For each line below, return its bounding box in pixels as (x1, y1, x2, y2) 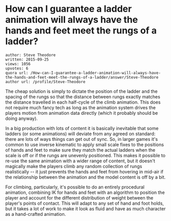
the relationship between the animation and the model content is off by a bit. (5, 174, 166, 180)
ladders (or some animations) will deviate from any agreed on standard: (5, 131, 156, 137)
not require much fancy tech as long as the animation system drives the (5, 104, 156, 110)
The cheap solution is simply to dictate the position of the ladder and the (5, 88, 158, 94)
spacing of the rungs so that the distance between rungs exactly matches (5, 93, 161, 100)
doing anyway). (5, 115, 38, 121)
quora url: (5, 70, 29, 76)
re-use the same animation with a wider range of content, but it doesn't (5, 158, 155, 164)
